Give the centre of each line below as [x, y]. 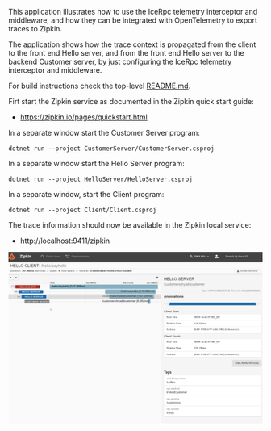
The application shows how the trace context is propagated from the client [132, 44]
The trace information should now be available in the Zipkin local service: [130, 225]
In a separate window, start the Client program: [86, 194]
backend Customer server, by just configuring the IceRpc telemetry [120, 61]
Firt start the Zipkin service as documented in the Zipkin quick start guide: [131, 101]
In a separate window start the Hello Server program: [96, 163]
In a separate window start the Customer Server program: [104, 133]
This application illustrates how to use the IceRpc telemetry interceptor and [133, 12]
